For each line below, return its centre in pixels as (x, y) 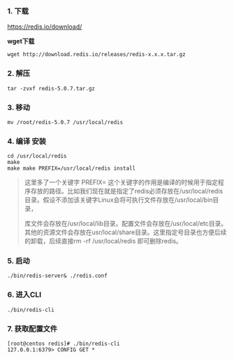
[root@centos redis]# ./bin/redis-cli (64, 344)
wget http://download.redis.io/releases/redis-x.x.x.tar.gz (97, 55)
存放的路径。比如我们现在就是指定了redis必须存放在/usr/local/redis (127, 191)
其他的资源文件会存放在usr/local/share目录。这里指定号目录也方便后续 (125, 232)
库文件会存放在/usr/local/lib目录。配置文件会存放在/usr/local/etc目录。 (126, 224)
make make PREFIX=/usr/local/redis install (72, 169)
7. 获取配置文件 (32, 329)
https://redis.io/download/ (45, 27)
